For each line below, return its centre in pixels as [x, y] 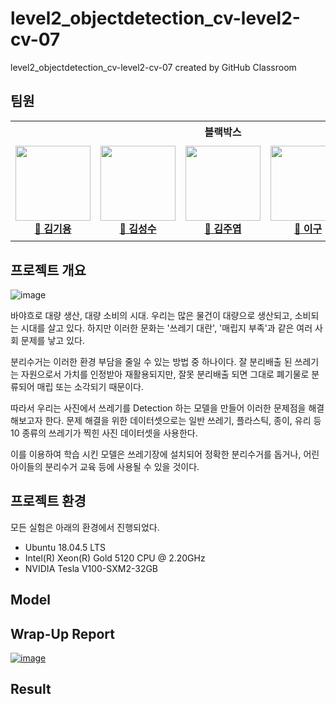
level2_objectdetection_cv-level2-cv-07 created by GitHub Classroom [153, 67]
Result [31, 689]
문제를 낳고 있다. [52, 341]
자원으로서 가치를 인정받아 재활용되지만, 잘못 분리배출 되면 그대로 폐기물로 [165, 374]
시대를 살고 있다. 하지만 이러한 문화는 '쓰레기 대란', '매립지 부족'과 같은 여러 [166, 328]
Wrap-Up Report [62, 633]
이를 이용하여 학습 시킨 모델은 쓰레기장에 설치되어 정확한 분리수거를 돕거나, [156, 454]
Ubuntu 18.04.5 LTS [65, 547]
